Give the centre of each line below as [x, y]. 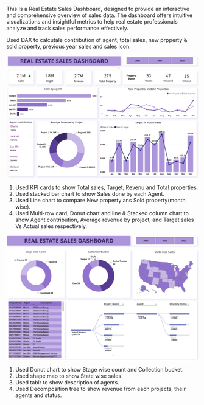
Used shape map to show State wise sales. [69, 376]
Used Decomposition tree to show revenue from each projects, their [100, 389]
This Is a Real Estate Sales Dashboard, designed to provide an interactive [98, 9]
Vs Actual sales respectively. [51, 226]
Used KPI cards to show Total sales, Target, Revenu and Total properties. [107, 187]
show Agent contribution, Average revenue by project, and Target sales [104, 220]
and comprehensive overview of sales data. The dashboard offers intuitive [100, 15]
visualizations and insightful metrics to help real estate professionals [92, 22]
